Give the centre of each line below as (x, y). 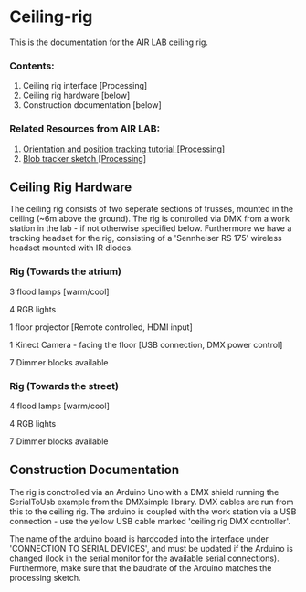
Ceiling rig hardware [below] (76, 95)
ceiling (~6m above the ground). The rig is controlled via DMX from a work (150, 219)
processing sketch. (45, 577)
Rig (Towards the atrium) (65, 271)
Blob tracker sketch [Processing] (84, 158)
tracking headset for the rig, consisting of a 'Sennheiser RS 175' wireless (146, 238)
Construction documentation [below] (92, 105)
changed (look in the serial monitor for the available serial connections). (145, 558)
